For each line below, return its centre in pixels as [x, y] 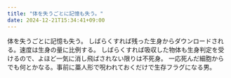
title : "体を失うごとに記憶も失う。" [55, 14]
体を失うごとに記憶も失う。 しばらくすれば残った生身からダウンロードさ [113, 41]
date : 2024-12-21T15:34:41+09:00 [56, 20]
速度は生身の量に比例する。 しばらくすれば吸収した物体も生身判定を [119, 49]
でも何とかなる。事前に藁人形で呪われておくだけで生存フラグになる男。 [112, 67]
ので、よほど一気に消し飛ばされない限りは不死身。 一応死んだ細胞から [122, 58]
